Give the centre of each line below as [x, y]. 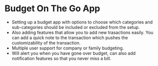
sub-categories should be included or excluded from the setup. [76, 27]
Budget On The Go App [52, 9]
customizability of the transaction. [46, 43]
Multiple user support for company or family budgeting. [68, 48]
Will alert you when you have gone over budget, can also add [74, 53]
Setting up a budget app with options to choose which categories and [82, 22]
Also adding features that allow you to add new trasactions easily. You [82, 32]
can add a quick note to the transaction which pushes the [70, 38]
